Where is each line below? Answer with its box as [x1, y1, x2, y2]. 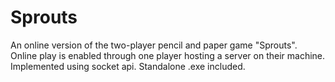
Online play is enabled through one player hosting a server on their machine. [10, 49, 326, 61]
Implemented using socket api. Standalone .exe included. [10, 60, 246, 72]
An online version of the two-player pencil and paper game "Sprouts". [10, 39, 298, 51]
